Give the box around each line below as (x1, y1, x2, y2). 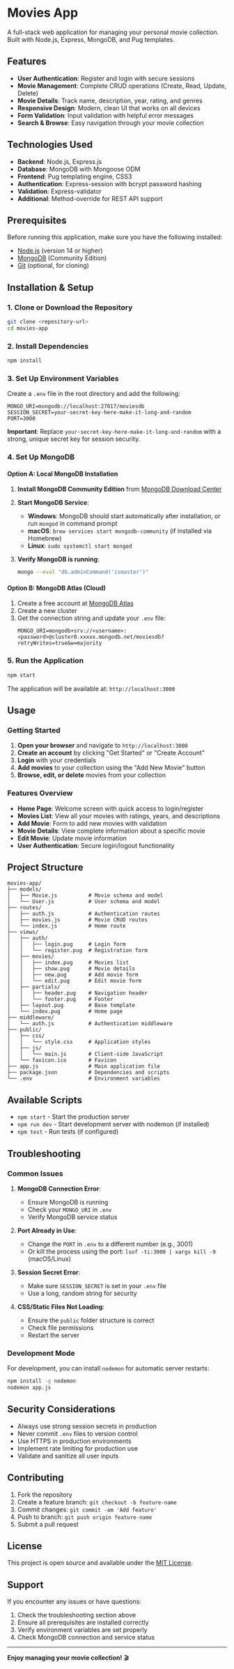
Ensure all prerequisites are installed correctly (17, 1618, 149, 1626)
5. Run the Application (7, 656, 84, 665)
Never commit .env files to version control (17, 1429, 138, 1437)
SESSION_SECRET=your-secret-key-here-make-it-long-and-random (7, 409, 192, 416)
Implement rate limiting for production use (17, 1444, 138, 1452)
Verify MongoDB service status (27, 1212, 118, 1221)
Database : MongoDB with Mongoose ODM (17, 165, 141, 173)
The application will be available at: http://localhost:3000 (7, 684, 175, 693)
